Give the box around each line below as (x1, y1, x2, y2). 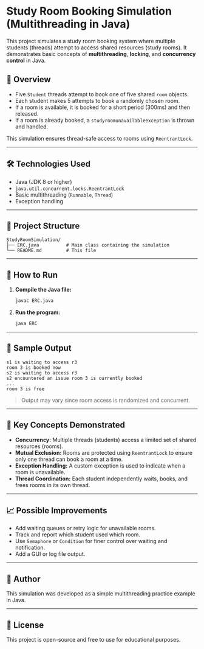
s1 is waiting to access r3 (6, 359, 78, 365)
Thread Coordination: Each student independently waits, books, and (15, 475, 188, 482)
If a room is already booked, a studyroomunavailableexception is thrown (15, 116, 195, 124)
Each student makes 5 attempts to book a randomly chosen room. (15, 97, 180, 104)
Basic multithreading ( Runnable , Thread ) (15, 191, 114, 198)
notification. (15, 544, 46, 552)
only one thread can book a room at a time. (15, 455, 123, 463)
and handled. (15, 123, 49, 130)
